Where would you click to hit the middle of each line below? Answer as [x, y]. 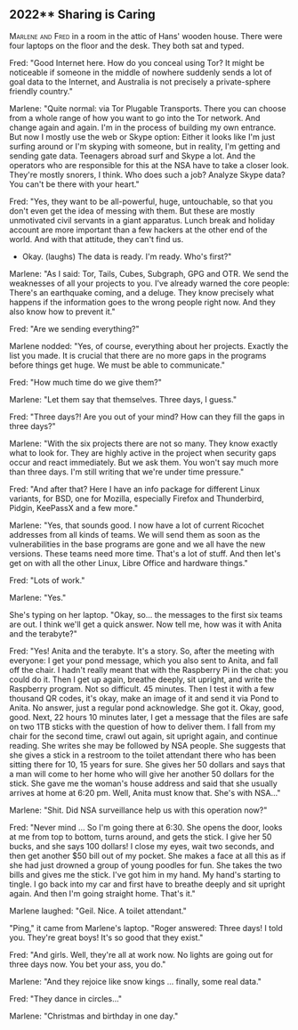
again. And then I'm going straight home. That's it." [102, 893]
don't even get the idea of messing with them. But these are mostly [132, 211]
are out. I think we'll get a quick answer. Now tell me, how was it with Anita [145, 624]
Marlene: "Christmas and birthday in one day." [94, 1016]
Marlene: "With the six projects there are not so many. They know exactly [144, 443]
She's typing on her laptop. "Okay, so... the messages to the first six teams [146, 614]
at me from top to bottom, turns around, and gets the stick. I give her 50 [141, 837]
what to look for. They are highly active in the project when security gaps [143, 452]
